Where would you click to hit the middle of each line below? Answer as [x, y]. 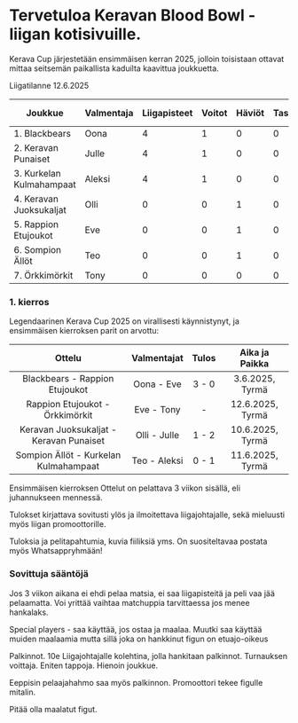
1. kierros [29, 302]
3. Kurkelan [37, 173]
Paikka [255, 364]
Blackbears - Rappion [68, 379]
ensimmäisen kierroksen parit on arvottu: [84, 331]
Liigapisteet [167, 113]
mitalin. [23, 692]
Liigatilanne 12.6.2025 [49, 85]
